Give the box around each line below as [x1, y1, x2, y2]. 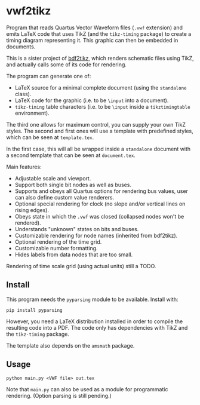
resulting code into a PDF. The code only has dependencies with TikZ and [6, 324, 188, 331]
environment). [14, 109, 50, 116]
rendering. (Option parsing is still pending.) [6, 392, 112, 399]
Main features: [6, 163, 42, 170]
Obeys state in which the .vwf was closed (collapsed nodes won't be [14, 213, 184, 220]
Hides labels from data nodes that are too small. [14, 251, 133, 258]
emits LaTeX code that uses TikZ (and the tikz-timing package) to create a [6, 30, 192, 37]
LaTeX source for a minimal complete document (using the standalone [14, 84, 187, 91]
